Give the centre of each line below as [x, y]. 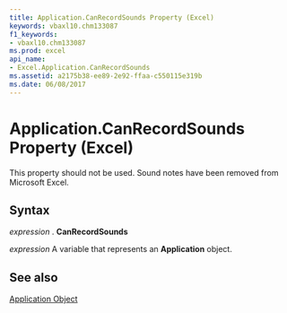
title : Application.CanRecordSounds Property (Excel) [112, 17]
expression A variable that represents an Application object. [121, 249]
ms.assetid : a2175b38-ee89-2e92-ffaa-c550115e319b [106, 76]
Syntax [30, 210]
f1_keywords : [34, 34]
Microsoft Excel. [39, 182]
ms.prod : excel [38, 51]
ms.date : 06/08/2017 [48, 84]
